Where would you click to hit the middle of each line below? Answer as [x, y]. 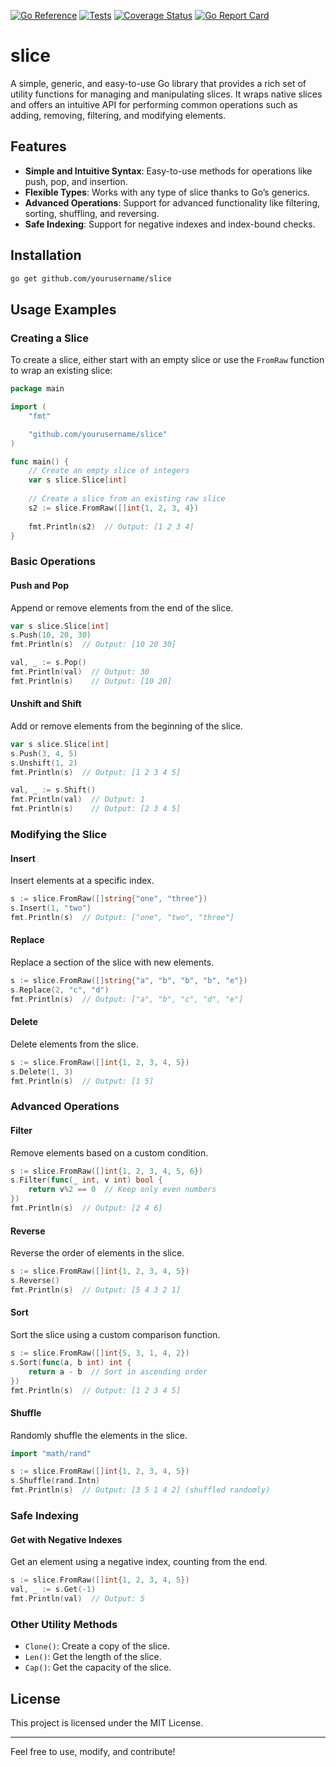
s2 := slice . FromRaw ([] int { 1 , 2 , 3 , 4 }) [113, 508]
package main [37, 389]
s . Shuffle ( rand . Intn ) [55, 1481]
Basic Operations [53, 562]
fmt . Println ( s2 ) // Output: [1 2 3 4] [111, 526]
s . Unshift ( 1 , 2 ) [44, 763]
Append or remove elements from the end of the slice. [122, 607]
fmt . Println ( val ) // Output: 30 [80, 672]
